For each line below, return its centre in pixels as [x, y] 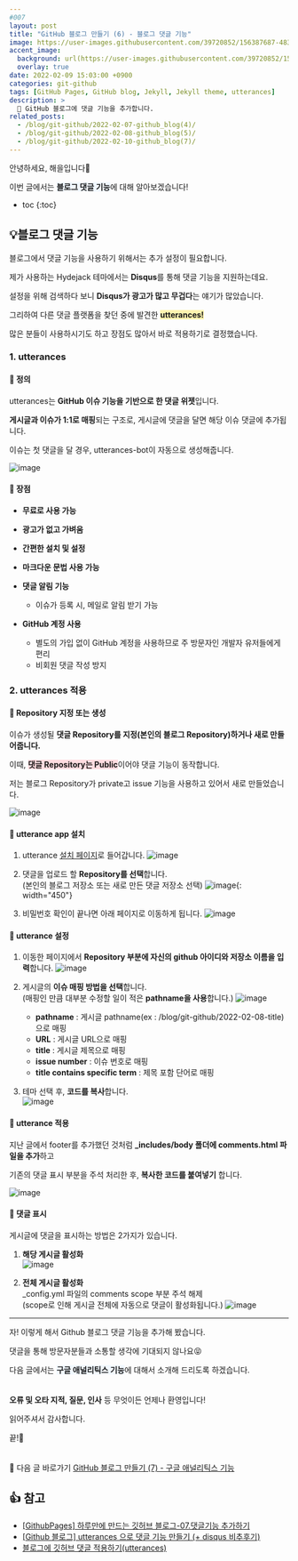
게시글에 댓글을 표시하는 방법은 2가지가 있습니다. [93, 1235]
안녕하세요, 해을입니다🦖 [50, 168]
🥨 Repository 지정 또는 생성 [58, 713]
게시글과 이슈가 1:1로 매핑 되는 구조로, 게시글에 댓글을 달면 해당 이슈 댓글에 [136, 420]
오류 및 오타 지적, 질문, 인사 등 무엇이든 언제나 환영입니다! [107, 1400]
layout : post [33, 26]
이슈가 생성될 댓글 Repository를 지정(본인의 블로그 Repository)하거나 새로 [139, 735]
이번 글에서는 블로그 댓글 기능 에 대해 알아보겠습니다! [99, 187]
